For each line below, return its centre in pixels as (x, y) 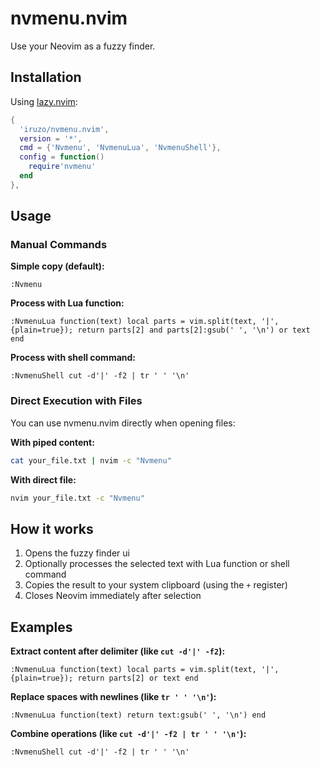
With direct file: (43, 479)
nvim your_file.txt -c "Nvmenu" (77, 498)
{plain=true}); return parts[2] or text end (104, 678)
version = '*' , (51, 138)
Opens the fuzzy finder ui (77, 553)
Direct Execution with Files (76, 401)
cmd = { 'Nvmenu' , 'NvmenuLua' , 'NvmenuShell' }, (120, 148)
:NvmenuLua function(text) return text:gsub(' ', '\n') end (138, 715)
